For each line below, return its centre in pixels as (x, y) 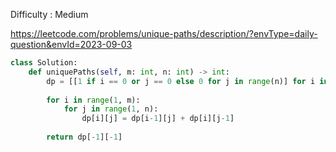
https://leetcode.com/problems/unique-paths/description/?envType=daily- (164, 33)
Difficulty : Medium (49, 14)
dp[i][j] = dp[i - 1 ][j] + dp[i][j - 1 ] (158, 119)
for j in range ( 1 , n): (111, 109)
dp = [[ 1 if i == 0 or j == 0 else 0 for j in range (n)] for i (181, 81)
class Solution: (44, 63)
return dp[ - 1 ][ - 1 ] (84, 137)
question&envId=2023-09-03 (71, 44)
